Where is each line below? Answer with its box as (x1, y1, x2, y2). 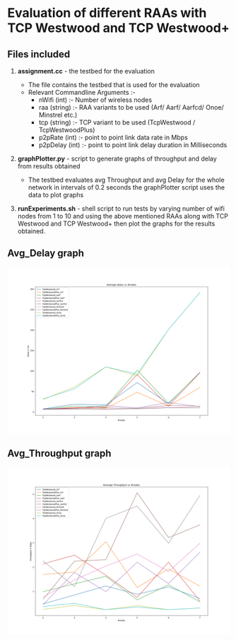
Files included (7, 48, 71, 60)
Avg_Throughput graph (7, 448, 112, 460)
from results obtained (17, 162, 81, 170)
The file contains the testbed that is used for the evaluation (28, 81, 200, 89)
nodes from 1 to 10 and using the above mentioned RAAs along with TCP (17, 212, 228, 220)
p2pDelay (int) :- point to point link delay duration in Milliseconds (38, 141, 228, 149)
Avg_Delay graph (7, 248, 85, 260)
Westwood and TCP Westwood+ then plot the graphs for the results (17, 219, 216, 228)
